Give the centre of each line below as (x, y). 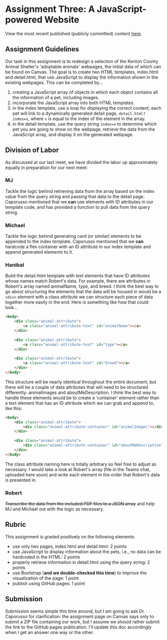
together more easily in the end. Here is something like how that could (77, 302)
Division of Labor (32, 150)
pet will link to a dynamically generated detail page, (65, 113)
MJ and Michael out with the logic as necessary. (55, 509)
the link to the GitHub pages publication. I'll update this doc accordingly (78, 627)
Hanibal (15, 265)
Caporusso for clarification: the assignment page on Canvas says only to (80, 616)
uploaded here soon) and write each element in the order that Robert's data (83, 475)
